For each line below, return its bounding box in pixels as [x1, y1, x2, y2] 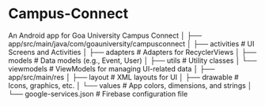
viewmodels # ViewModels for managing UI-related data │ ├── [8, 64, 215, 73]
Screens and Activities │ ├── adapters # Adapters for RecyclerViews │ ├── [8, 47, 257, 57]
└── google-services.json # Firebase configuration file [8, 89, 188, 98]
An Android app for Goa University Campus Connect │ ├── [8, 31, 203, 40]
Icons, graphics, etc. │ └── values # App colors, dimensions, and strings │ [8, 80, 253, 90]
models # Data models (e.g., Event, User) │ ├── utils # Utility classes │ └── [8, 56, 257, 65]
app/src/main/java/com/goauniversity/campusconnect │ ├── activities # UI [8, 38, 255, 48]
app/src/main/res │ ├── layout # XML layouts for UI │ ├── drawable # [8, 72, 239, 82]
